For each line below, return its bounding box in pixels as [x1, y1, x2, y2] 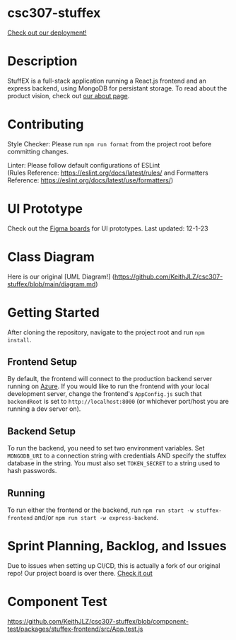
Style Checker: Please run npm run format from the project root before [7, 139, 212, 148]
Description [7, 53, 78, 69]
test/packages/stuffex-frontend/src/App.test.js [7, 624, 143, 633]
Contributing [7, 117, 84, 132]
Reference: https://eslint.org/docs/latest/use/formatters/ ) [7, 175, 174, 185]
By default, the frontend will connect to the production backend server [7, 375, 213, 383]
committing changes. [7, 147, 69, 156]
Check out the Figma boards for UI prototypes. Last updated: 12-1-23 [7, 224, 208, 233]
